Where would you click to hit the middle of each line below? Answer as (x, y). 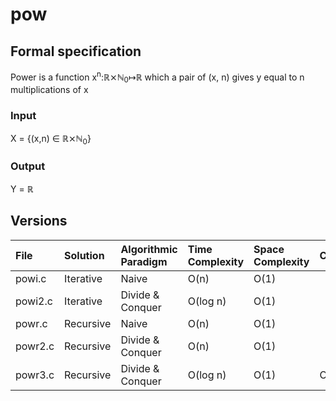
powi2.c (34, 301)
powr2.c (35, 346)
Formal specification (76, 51)
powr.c (31, 323)
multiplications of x (49, 90)
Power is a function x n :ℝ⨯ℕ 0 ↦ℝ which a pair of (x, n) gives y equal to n (157, 77)
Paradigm (144, 261)
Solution (84, 255)
